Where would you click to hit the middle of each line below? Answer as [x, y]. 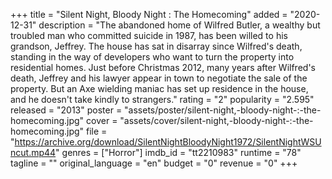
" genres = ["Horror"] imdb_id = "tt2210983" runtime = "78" [178, 152]
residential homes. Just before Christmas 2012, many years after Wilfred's [163, 67]
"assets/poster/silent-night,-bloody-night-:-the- [223, 110]
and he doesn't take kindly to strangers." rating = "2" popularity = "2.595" [162, 99]
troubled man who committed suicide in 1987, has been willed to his [149, 35]
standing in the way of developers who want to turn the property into [152, 57]
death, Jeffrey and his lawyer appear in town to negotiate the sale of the [159, 78]
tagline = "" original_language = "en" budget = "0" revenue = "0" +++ [154, 163]
